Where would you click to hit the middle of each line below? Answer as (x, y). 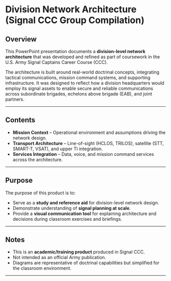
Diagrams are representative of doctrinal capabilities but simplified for (86, 263)
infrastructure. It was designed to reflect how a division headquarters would (85, 83)
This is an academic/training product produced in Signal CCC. (79, 252)
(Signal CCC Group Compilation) (75, 20)
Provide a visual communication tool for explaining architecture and (84, 214)
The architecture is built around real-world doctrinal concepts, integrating (82, 72)
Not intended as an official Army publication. (59, 257)
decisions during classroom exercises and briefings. (67, 219)
